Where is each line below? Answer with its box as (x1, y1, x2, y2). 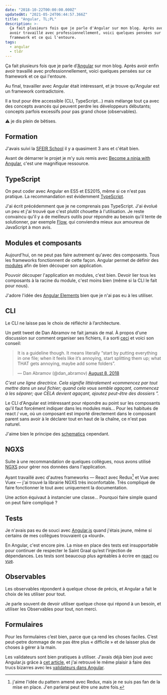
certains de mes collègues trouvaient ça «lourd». (5, 533, 105, 539)
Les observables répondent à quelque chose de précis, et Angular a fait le (5, 585, 157, 591)
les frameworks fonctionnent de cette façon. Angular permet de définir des (5, 257, 159, 263)
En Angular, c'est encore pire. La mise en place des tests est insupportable (5, 542, 159, 548)
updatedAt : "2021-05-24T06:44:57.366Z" (5, 12, 88, 17)
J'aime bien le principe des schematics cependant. (5, 431, 110, 437)
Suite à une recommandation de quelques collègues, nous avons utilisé (5, 459, 151, 464)
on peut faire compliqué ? (5, 500, 58, 506)
